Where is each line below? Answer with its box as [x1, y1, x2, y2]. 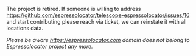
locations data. [6, 24, 44, 32]
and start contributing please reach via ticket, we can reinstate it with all [6, 18, 187, 25]
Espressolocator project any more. [6, 43, 93, 50]
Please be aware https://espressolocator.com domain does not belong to [6, 37, 190, 43]
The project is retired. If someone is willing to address [6, 5, 141, 12]
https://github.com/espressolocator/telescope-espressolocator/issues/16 [6, 12, 190, 19]
